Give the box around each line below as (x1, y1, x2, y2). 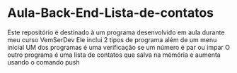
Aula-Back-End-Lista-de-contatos (7, 5, 214, 21)
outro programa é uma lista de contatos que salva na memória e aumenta (7, 51, 221, 59)
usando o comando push (7, 58, 80, 66)
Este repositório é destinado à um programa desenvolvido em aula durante (7, 28, 225, 36)
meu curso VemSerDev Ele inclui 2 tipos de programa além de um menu (7, 35, 217, 44)
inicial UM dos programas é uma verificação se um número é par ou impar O (7, 43, 230, 51)
